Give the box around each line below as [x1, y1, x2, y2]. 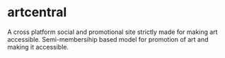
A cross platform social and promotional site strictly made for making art [7, 28, 218, 36]
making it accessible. [7, 42, 69, 51]
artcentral [7, 4, 67, 21]
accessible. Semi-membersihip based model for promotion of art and [7, 35, 209, 43]
